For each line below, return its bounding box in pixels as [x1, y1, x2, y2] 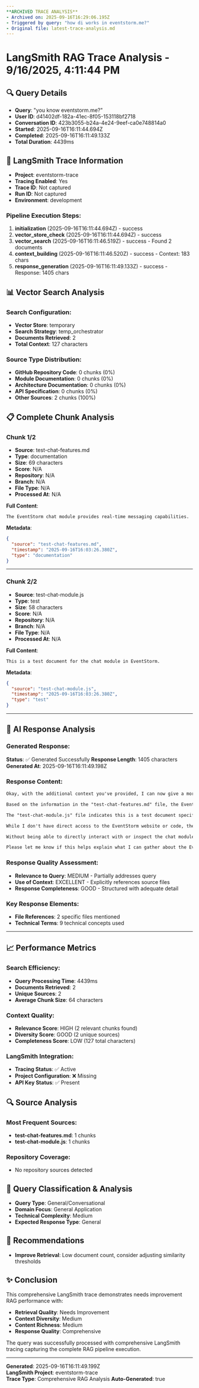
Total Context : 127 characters [14, 340, 88, 348]
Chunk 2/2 [6, 578, 37, 586]
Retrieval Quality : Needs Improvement [14, 1308, 110, 1315]
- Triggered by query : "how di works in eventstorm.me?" [6, 20, 150, 26]
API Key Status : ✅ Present [14, 1079, 80, 1086]
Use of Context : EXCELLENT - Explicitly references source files [14, 878, 170, 885]
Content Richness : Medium [14, 1321, 83, 1329]
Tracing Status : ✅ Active [14, 1066, 76, 1073]
